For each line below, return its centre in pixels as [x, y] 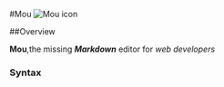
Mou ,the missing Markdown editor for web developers [112, 49]
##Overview [33, 31]
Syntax [25, 72]
